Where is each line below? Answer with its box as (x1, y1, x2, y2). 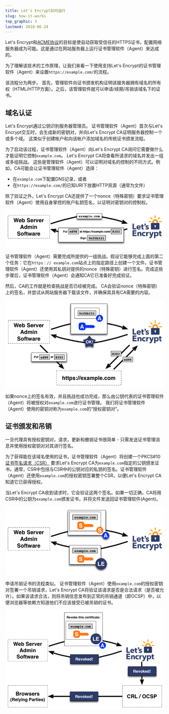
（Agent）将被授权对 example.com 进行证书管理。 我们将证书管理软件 (5, 399, 145, 405)
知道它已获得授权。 (5, 479, 45, 485)
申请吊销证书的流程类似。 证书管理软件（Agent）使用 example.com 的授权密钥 (5, 581, 163, 587)
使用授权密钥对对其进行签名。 (14, 443, 76, 449)
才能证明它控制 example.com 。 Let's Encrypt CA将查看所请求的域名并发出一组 (5, 153, 164, 159)
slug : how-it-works (5, 13, 46, 19)
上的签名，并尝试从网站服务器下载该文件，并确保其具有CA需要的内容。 (5, 290, 153, 296)
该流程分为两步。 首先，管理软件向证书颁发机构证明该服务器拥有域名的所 (5, 80, 157, 86)
